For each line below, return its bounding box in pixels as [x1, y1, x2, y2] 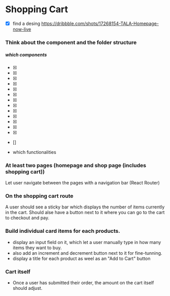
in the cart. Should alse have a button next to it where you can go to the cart [5, 209, 165, 216]
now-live [12, 26, 32, 32]
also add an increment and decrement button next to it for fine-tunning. [12, 250, 162, 256]
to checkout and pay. [5, 215, 50, 221]
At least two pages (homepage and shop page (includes [5, 162, 147, 169]
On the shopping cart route [5, 193, 74, 200]
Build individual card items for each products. [5, 228, 121, 235]
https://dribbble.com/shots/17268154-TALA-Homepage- [41, 20, 159, 26]
